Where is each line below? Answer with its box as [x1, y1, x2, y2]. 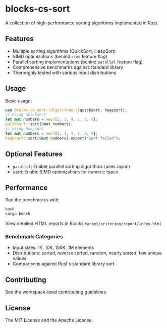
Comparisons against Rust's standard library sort [12, 261, 115, 267]
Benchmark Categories [5, 233, 63, 240]
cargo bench [5, 211, 30, 216]
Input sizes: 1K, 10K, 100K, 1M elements [12, 244, 94, 251]
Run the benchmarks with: [5, 197, 60, 203]
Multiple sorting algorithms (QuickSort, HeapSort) [12, 48, 116, 54]
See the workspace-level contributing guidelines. [5, 289, 107, 295]
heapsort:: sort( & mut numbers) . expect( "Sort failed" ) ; [5, 135, 121, 141]
